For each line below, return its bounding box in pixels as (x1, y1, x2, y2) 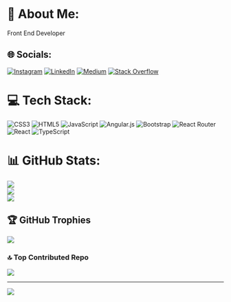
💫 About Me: (7, 6, 80, 22)
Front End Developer (7, 29, 65, 37)
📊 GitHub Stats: (7, 153, 101, 168)
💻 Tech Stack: (7, 92, 92, 108)
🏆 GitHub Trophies (7, 215, 91, 226)
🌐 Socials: (7, 49, 52, 61)
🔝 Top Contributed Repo (7, 252, 89, 262)
